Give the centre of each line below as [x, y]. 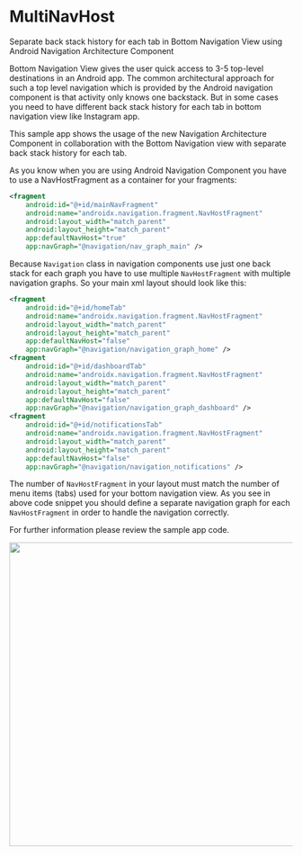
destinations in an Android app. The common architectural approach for [142, 77]
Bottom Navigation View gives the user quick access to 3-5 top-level [137, 68]
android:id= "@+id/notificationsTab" [94, 425]
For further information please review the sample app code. [120, 530]
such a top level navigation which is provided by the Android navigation [142, 87]
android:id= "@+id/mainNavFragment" [92, 204]
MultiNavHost [62, 17]
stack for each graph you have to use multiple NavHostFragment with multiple [150, 274]
